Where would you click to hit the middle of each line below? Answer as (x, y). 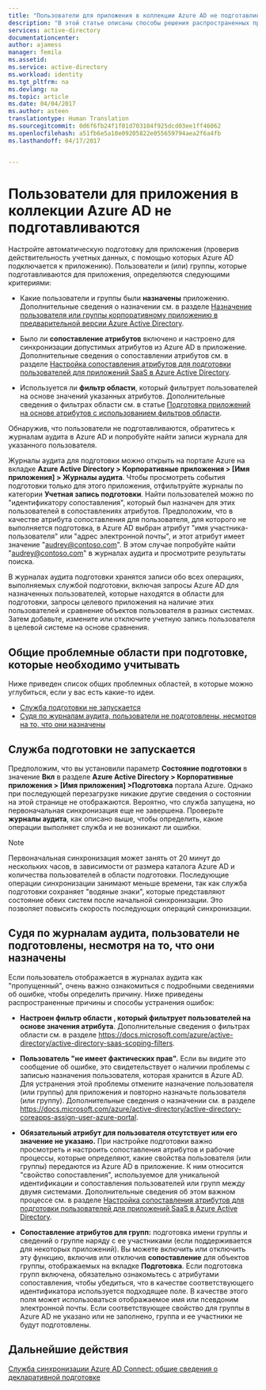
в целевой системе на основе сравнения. (79, 627)
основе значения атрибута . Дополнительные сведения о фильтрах (135, 1026)
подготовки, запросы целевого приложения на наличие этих (111, 602)
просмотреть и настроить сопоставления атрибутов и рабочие (127, 1149)
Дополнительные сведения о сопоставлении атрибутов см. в (124, 356)
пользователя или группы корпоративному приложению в (119, 315)
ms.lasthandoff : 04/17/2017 (55, 141)
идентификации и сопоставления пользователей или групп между (132, 1183)
